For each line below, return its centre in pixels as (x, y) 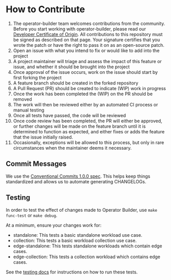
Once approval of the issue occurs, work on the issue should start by (85, 72)
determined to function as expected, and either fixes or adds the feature (89, 131)
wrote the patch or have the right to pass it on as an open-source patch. (89, 45)
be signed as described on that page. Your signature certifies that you (87, 40)
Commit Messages (36, 164)
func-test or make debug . (32, 215)
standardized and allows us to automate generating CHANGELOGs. (76, 181)
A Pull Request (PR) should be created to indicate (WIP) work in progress (90, 88)
